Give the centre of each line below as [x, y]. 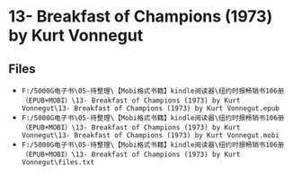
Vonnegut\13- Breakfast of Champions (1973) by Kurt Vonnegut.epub [150, 109]
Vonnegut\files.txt [58, 163]
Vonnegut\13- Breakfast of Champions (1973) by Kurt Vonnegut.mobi [150, 136]
